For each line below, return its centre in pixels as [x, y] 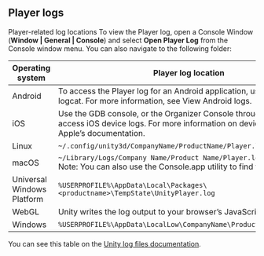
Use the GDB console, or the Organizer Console [146, 113]
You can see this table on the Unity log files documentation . [105, 243]
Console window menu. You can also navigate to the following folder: [120, 48]
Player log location [189, 72]
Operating [31, 68]
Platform [28, 199]
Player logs [36, 13]
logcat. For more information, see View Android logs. [155, 101]
